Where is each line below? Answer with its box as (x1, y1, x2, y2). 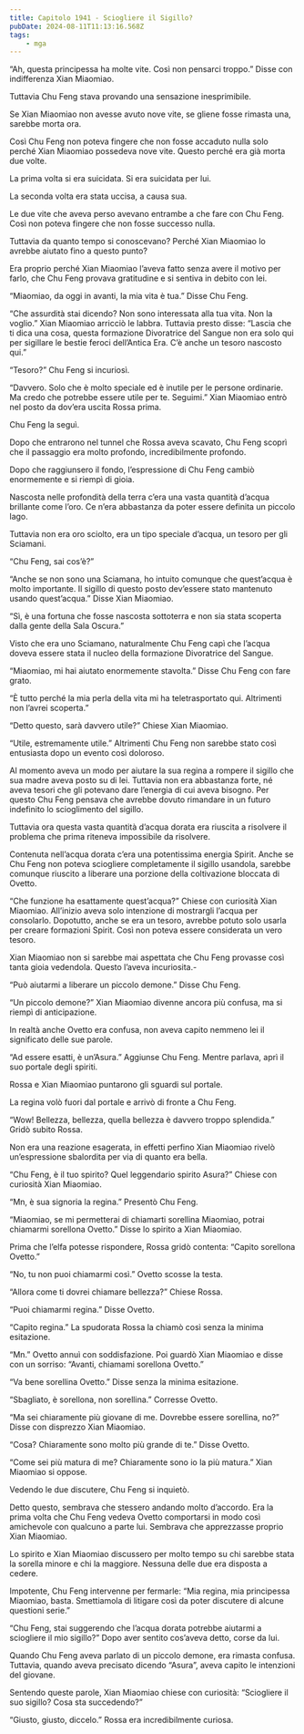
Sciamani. (9, 539, 47, 550)
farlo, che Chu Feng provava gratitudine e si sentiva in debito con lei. (9, 273, 268, 284)
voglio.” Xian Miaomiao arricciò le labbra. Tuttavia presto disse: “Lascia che (9, 318, 292, 329)
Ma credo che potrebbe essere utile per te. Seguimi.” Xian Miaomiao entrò (9, 392, 288, 403)
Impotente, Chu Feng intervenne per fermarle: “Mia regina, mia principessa (9, 1585, 290, 1596)
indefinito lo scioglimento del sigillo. (9, 804, 144, 815)
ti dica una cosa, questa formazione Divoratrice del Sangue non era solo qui (9, 327, 294, 338)
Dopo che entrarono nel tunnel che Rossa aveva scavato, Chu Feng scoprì (9, 437, 288, 448)
